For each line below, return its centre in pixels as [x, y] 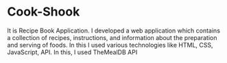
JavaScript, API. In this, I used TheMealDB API [72, 52]
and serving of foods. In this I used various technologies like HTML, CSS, [110, 45]
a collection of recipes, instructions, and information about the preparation [112, 37]
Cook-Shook [44, 12]
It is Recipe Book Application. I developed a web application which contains [114, 30]
